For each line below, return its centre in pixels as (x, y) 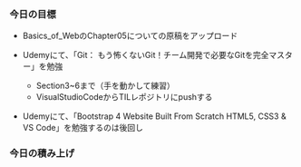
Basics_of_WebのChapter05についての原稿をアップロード (130, 36)
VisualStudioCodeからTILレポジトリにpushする (124, 97)
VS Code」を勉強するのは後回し (83, 128)
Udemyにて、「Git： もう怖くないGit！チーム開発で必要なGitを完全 (146, 55)
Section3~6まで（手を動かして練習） (105, 86)
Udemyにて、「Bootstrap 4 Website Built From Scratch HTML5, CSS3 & (155, 116)
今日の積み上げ (42, 153)
